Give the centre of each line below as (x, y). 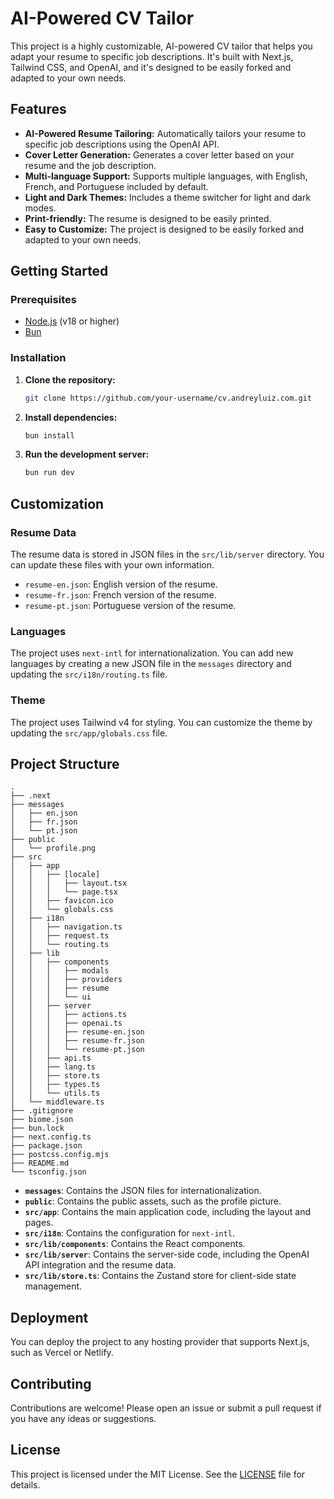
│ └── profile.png (53, 848)
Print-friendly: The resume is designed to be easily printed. (148, 218)
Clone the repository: (70, 379)
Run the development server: (87, 454)
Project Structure (65, 764)
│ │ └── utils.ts (55, 1093)
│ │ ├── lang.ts (53, 1067)
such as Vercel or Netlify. (62, 1353)
